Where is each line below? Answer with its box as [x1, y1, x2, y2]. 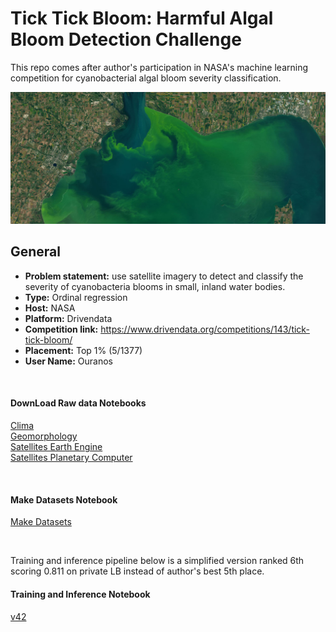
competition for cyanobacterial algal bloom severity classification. [10, 72, 282, 84]
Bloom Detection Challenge [10, 28, 242, 51]
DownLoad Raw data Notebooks [10, 397, 147, 409]
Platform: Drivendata [24, 312, 113, 324]
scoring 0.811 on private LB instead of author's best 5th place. [10, 565, 265, 577]
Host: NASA [24, 302, 76, 314]
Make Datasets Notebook [10, 493, 118, 506]
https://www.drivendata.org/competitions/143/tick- [100, 323, 310, 335]
